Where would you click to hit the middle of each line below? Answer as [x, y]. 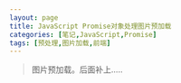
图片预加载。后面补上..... [77, 69]
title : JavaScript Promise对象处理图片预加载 [90, 26]
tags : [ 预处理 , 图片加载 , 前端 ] [60, 43]
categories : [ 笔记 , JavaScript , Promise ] [83, 34]
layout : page [34, 18]
